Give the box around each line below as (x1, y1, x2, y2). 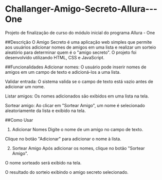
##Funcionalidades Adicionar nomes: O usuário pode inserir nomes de (5, 64, 147, 70)
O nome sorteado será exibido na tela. (5, 160, 82, 165)
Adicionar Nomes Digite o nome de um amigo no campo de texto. (12, 126, 144, 132)
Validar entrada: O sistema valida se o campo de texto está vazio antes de (5, 79, 153, 84)
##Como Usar (5, 117, 33, 123)
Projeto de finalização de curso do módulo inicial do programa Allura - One (5, 30, 155, 35)
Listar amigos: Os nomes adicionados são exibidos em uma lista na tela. (5, 93, 149, 99)
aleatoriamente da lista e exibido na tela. (5, 108, 86, 114)
